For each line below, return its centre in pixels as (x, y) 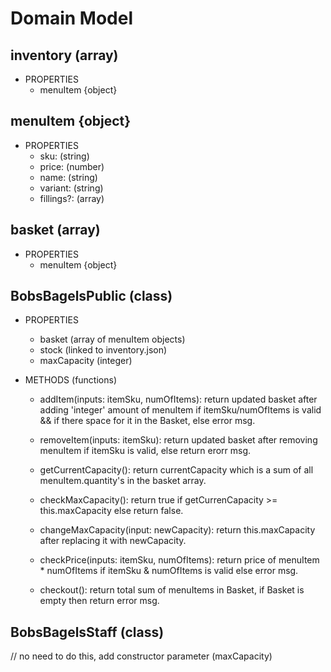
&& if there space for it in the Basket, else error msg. (147, 421)
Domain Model (72, 18)
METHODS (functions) (70, 380)
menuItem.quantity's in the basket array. (123, 481)
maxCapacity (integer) (86, 361)
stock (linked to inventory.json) (103, 350)
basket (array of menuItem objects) (112, 339)
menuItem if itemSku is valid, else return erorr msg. (145, 451)
